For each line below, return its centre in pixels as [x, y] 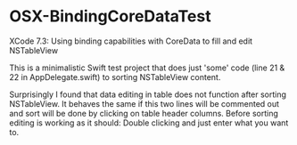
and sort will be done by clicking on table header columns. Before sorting [144, 113]
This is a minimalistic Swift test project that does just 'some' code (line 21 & [147, 68]
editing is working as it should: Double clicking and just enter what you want [149, 123]
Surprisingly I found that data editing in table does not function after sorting [148, 94]
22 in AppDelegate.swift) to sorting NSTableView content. [115, 77]
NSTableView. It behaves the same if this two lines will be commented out [144, 103]
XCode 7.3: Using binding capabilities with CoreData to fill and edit [131, 41]
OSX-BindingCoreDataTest [110, 16]
